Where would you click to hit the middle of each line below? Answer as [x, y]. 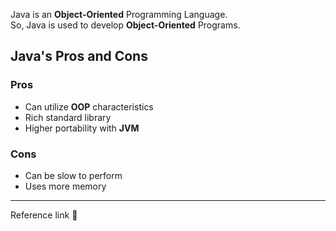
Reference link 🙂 [44, 215]
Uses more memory [65, 186]
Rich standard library [68, 117]
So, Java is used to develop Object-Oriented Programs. [125, 25]
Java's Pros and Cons [79, 56]
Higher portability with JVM [82, 128]
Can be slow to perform [73, 175]
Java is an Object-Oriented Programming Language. [119, 14]
